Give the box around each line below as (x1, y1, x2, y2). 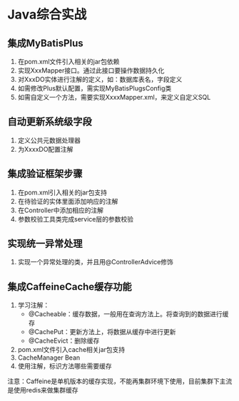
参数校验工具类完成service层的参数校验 (17, 214, 134, 223)
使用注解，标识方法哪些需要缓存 (17, 362, 112, 370)
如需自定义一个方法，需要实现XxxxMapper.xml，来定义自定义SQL (17, 93, 211, 101)
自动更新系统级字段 (7, 115, 92, 128)
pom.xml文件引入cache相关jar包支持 (17, 345, 126, 354)
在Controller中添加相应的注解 (17, 206, 103, 214)
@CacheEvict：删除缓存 (28, 336, 100, 345)
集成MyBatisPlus (7, 37, 83, 49)
